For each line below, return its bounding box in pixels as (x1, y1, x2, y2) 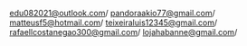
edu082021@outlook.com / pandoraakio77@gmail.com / (9, 8, 215, 18)
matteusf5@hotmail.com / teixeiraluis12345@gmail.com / (9, 17, 218, 28)
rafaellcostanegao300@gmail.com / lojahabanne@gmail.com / (9, 27, 238, 37)
